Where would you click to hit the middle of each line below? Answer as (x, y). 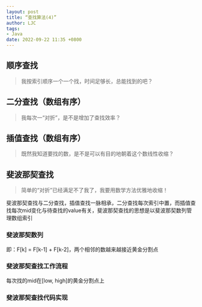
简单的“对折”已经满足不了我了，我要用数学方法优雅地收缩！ (94, 190)
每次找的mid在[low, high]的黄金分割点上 (55, 281)
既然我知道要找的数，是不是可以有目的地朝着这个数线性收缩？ (97, 154)
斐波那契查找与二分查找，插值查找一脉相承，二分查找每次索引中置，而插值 (98, 203)
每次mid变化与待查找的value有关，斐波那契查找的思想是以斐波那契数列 (99, 210)
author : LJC (21, 23)
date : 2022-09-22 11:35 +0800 (44, 40)
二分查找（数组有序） (46, 102)
